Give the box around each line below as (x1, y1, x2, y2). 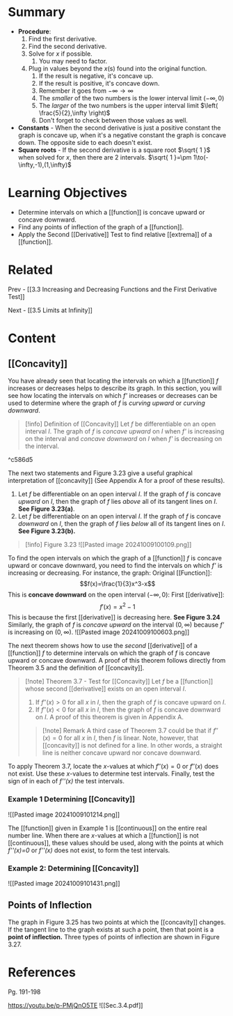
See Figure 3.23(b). (17, 527, 76, 535)
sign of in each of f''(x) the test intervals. (8, 777, 124, 785)
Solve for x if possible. (28, 49, 93, 58)
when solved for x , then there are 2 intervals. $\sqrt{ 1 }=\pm (17, 153, 192, 161)
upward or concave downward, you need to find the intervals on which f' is (8, 561, 223, 569)
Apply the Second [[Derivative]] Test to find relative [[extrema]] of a (17, 230, 213, 238)
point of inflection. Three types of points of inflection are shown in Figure (8, 932, 220, 941)
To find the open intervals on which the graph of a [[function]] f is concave (8, 553, 222, 562)
